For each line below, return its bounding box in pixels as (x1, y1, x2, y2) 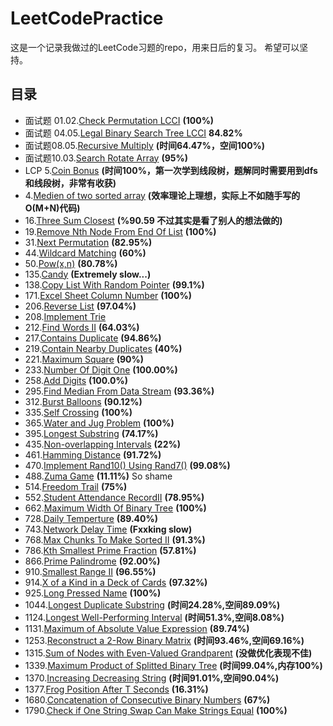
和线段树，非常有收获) (24, 177, 117, 189)
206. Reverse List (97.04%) (24, 300, 137, 312)
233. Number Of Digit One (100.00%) (24, 363, 178, 376)
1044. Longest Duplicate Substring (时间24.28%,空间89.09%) (24, 598, 281, 611)
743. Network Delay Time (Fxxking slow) (24, 523, 193, 535)
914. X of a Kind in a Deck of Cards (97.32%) (24, 576, 208, 588)
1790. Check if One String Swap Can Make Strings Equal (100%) (24, 704, 288, 716)
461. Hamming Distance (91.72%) (24, 448, 162, 461)
